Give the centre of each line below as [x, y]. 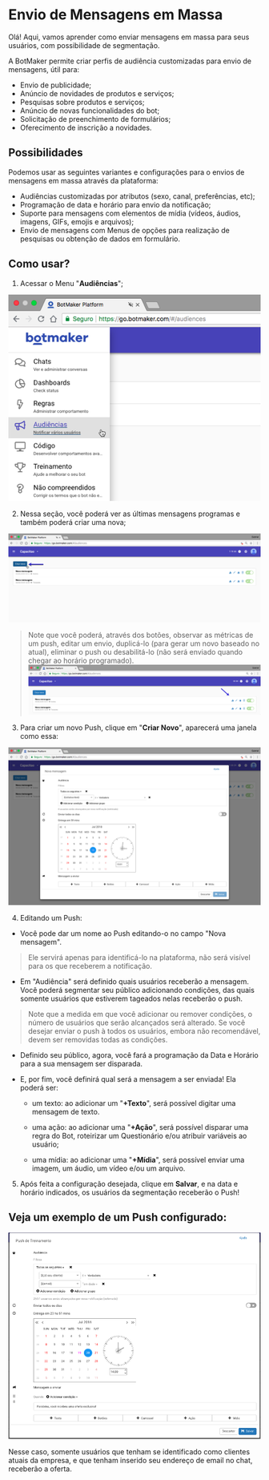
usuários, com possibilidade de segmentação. [84, 45]
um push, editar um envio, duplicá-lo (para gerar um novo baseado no [144, 643]
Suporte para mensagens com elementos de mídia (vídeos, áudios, [130, 213]
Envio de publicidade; [56, 85]
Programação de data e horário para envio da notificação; [115, 204]
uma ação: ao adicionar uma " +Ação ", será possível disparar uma [140, 1127]
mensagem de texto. [66, 1111]
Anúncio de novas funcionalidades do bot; [90, 111]
